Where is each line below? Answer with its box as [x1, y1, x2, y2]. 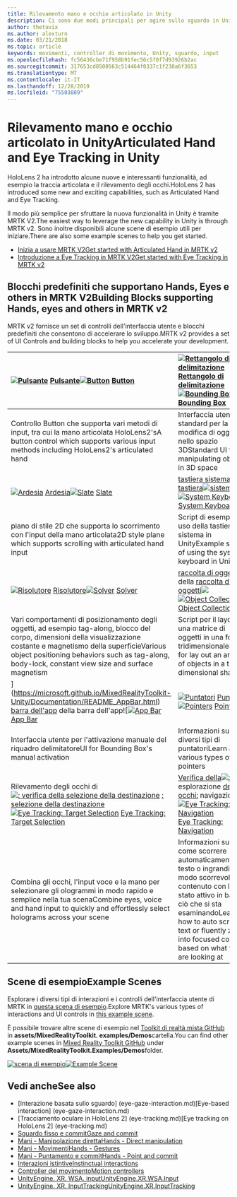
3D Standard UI [178, 444, 228, 454]
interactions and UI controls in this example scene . [7, 1010, 154, 1018]
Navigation [178, 825, 214, 835]
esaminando [178, 907, 219, 917]
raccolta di [178, 567, 214, 577]
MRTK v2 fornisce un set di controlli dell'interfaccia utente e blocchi [7, 322, 205, 330]
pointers [178, 761, 206, 771]
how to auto [178, 916, 217, 926]
